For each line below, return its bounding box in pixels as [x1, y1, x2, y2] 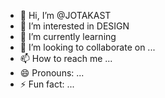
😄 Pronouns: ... [19, 67, 85, 79]
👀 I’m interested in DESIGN [19, 20, 130, 32]
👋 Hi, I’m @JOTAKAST [19, 10, 112, 21]
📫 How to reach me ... [19, 53, 113, 64]
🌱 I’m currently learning [19, 31, 117, 42]
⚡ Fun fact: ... [19, 78, 75, 90]
